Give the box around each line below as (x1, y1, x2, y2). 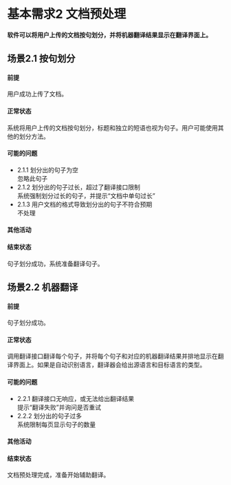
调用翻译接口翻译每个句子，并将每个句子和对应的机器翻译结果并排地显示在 (7, 352, 218, 360)
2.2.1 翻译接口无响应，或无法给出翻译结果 (16, 394, 135, 402)
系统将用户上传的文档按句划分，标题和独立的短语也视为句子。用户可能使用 (7, 123, 218, 131)
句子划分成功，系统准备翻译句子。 (7, 259, 104, 268)
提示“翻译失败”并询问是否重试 (16, 403, 102, 411)
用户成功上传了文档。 (7, 90, 67, 98)
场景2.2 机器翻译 (7, 281, 78, 293)
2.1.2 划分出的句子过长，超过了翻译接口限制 (16, 183, 141, 191)
